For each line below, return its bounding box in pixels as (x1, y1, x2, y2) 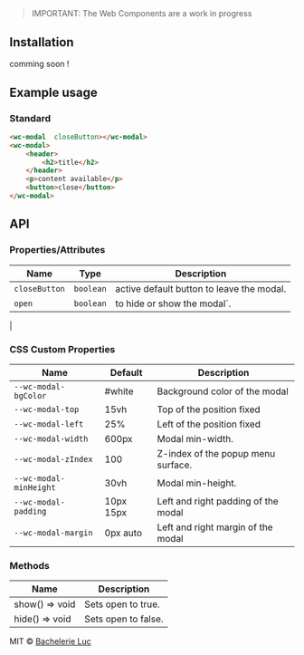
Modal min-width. (157, 432, 233, 445)
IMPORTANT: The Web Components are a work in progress (31, 8, 252, 19)
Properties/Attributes (9, 244, 106, 256)
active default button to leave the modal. (115, 282, 287, 294)
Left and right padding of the (157, 495, 279, 507)
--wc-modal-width (14, 433, 89, 444)
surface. (157, 458, 193, 471)
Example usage (9, 84, 98, 100)
